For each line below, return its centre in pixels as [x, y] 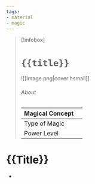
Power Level [41, 133]
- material [20, 17]
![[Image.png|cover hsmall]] [55, 79]
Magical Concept [49, 113]
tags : [13, 12]
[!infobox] [33, 40]
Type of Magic [44, 123]
